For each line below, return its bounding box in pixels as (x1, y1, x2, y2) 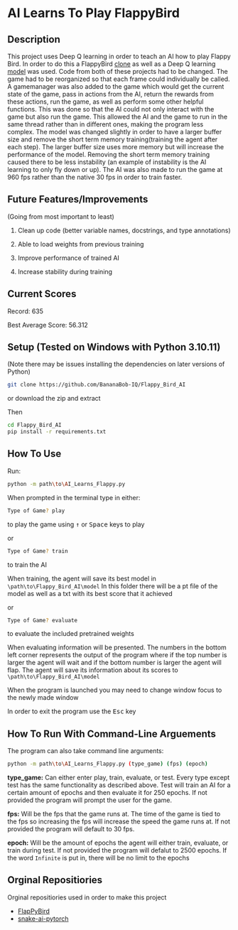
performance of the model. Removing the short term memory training (7, 151, 210, 158)
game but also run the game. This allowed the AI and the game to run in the (7, 112, 228, 121)
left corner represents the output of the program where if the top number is (7, 651, 227, 659)
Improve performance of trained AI (17, 254, 119, 262)
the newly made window (7, 693, 79, 702)
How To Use (7, 448, 62, 460)
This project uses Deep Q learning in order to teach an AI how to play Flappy (7, 52, 231, 60)
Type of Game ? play (7, 507, 65, 514)
